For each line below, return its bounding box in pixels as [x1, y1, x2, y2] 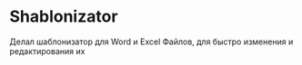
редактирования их [9, 45, 86, 56]
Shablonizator [9, 6, 118, 27]
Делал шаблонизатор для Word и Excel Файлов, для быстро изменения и [9, 36, 294, 47]
